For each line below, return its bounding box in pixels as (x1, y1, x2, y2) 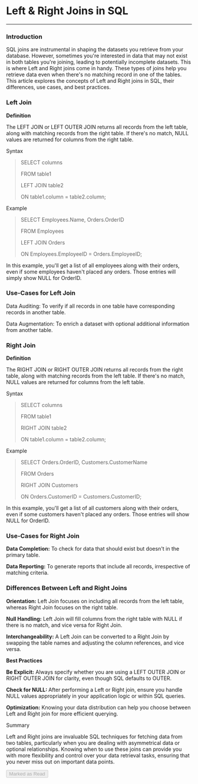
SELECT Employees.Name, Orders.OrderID (20, 216, 125, 223)
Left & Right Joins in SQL (6, 4, 128, 18)
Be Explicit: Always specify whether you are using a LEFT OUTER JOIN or (6, 668, 186, 675)
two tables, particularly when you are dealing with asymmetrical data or (6, 739, 180, 746)
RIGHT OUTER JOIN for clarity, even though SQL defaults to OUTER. (6, 675, 172, 682)
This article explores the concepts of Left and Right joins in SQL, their (6, 77, 175, 84)
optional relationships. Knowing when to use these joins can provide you (6, 746, 182, 753)
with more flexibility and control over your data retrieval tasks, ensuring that (6, 752, 190, 759)
